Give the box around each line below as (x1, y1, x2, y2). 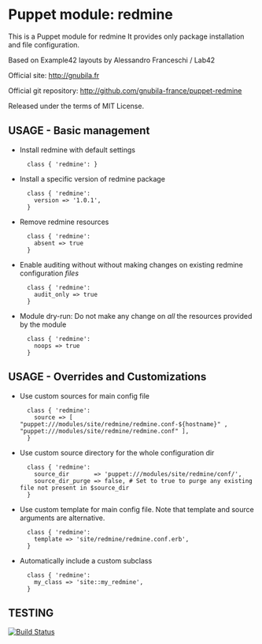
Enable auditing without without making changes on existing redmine (19, 260, 244, 269)
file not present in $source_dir (19, 484, 130, 492)
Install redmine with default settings (19, 144, 136, 155)
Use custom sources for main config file (19, 391, 149, 400)
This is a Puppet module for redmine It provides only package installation (8, 32, 245, 41)
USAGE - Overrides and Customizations (8, 370, 207, 384)
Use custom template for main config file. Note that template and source (19, 504, 254, 514)
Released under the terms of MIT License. (8, 101, 144, 110)
